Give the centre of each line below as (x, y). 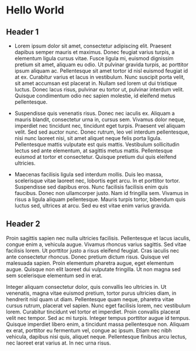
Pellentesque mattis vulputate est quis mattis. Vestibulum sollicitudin (97, 144)
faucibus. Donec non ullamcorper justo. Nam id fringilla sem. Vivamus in (102, 193)
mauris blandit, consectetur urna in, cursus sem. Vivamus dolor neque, (100, 120)
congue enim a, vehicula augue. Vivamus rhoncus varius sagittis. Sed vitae (96, 244)
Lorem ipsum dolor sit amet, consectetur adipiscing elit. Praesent (93, 46)
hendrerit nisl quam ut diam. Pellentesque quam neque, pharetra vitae (90, 299)
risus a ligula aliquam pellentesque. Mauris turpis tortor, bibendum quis (100, 199)
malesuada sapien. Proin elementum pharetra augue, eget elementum (90, 263)
